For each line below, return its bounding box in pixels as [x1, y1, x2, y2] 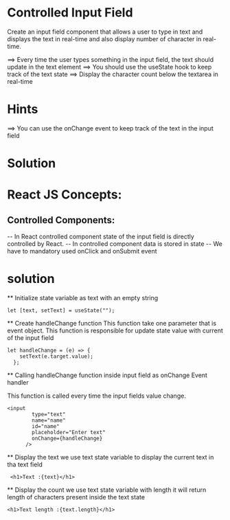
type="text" [32, 411, 67, 418]
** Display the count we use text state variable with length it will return [7, 486, 207, 494]
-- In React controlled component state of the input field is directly [7, 232, 194, 241]
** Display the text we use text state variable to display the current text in [7, 453, 214, 461]
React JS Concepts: [7, 187, 122, 203]
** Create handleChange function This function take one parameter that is [7, 319, 217, 327]
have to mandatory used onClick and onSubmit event [7, 247, 157, 256]
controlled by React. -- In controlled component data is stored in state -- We [7, 240, 223, 248]
